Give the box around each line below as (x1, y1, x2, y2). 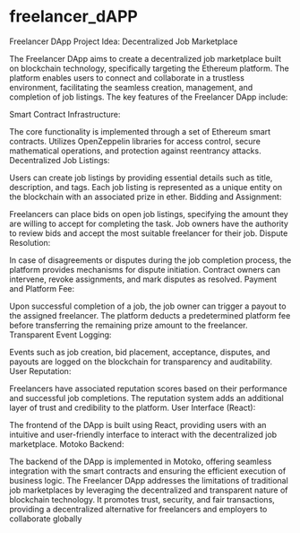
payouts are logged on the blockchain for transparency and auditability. (9, 356, 273, 367)
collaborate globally (9, 513, 82, 524)
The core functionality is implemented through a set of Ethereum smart (9, 126, 271, 136)
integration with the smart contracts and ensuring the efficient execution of (9, 465, 287, 476)
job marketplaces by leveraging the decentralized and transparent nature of (9, 485, 288, 495)
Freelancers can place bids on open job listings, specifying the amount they (9, 208, 288, 219)
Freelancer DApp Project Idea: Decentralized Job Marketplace (9, 36, 238, 47)
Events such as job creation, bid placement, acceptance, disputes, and (9, 346, 270, 357)
